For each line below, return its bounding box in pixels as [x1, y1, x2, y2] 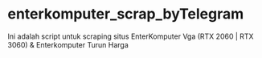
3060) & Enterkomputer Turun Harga [7, 39, 129, 49]
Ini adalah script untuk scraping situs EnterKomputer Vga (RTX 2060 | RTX [7, 31, 254, 41]
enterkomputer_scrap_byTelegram [7, 5, 244, 23]
